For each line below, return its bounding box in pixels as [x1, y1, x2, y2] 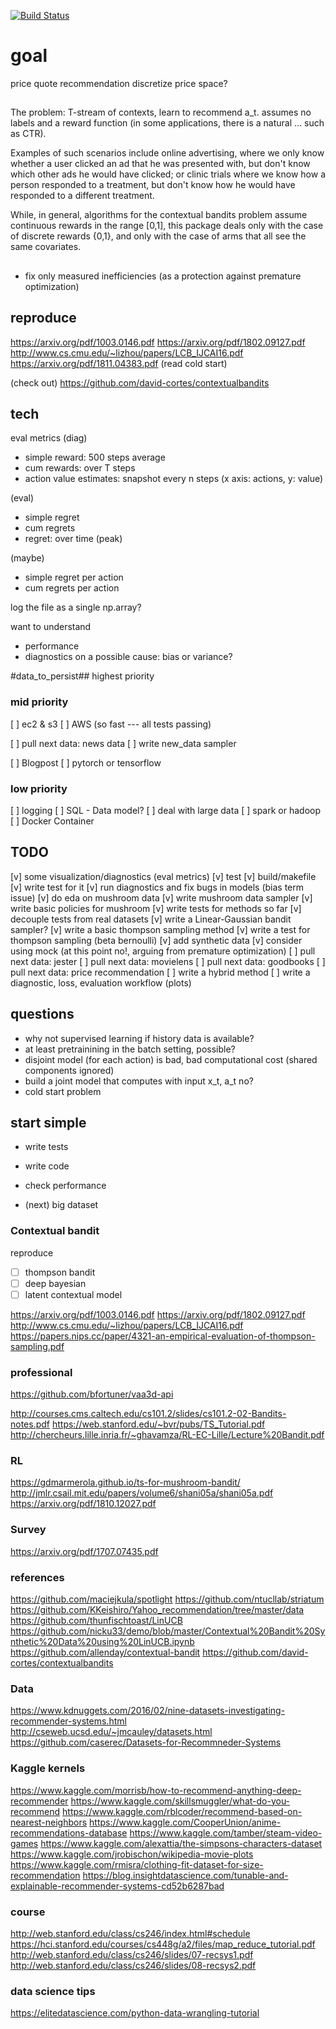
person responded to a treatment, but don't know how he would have [10, 179, 296, 191]
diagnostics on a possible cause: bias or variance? [24, 651, 233, 663]
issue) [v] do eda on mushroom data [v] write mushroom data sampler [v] [10, 891, 313, 904]
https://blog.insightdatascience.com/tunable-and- [82, 1869, 289, 1881]
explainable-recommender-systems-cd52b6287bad [10, 1880, 225, 1892]
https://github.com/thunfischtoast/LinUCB [10, 1615, 183, 1627]
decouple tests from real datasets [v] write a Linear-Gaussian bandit [10, 913, 292, 925]
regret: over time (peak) [24, 533, 123, 545]
